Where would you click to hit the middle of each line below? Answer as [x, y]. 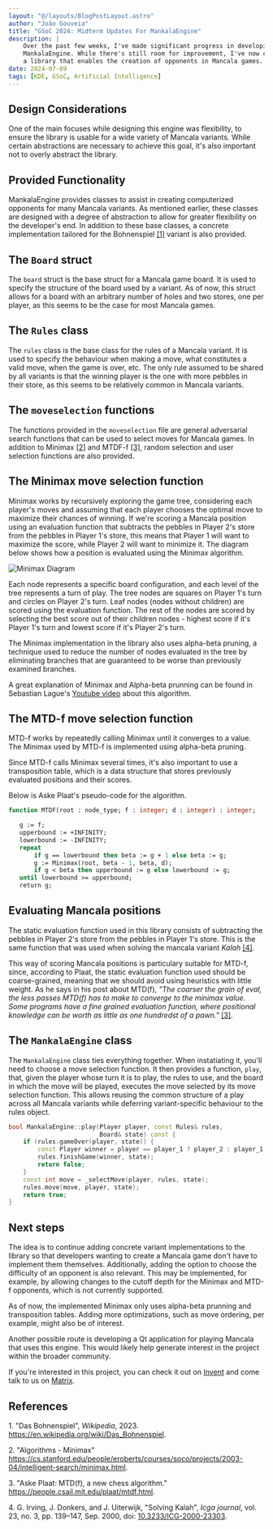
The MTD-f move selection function [101, 718]
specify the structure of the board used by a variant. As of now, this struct [132, 288]
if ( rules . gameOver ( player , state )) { [89, 1142]
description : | [34, 39]
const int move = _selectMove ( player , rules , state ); [116, 1179]
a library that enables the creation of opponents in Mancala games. [143, 62]
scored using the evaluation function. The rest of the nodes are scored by [132, 610]
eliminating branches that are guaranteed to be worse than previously [125, 660]
